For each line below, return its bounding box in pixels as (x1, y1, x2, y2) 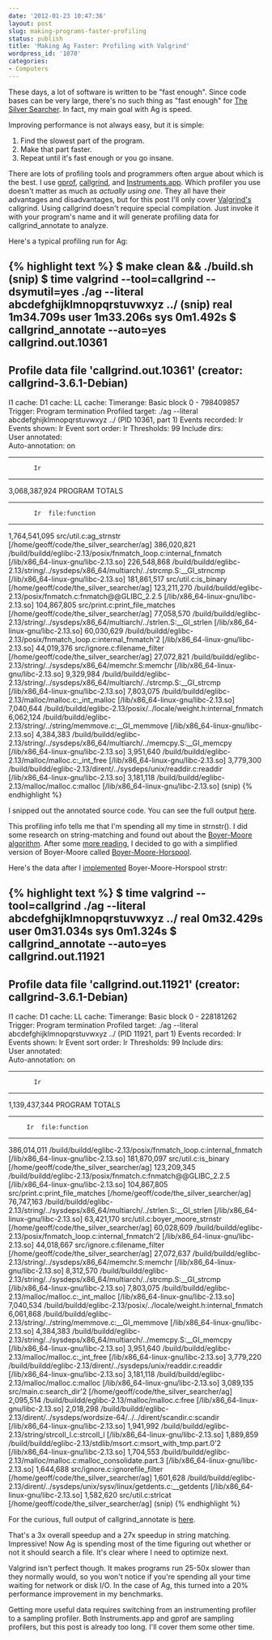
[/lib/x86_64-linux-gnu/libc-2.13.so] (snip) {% (102, 781, 253, 791)
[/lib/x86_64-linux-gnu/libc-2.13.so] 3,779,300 (108, 755, 261, 765)
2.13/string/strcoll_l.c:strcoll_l (8, 1430, 105, 1439)
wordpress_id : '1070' (8, 50, 82, 58)
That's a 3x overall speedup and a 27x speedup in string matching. (8, 1530, 232, 1540)
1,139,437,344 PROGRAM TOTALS (8, 1100, 121, 1110)
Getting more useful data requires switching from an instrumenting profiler (8, 1605, 257, 1615)
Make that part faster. (19, 144, 92, 154)
